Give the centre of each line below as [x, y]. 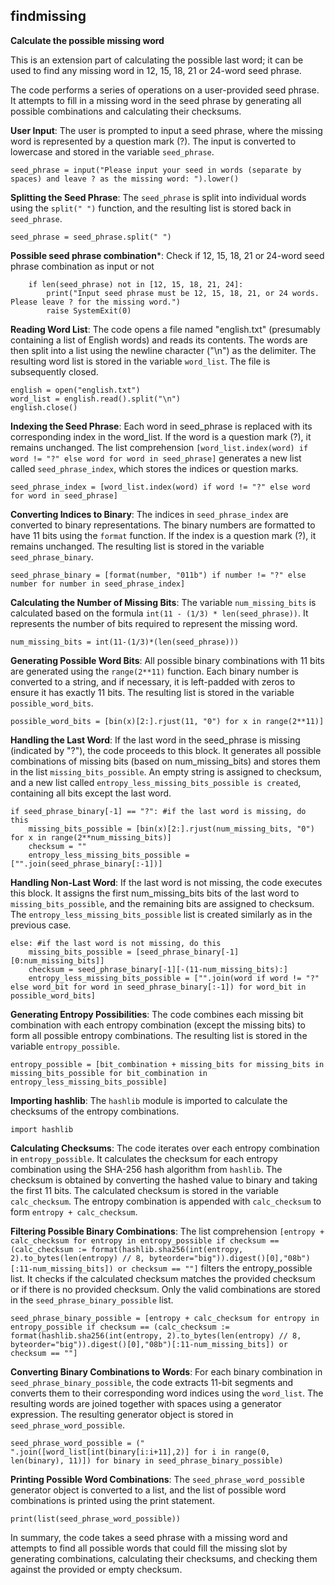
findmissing [48, 16]
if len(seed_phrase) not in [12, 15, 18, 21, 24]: [136, 284]
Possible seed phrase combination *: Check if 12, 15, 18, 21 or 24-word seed [167, 255]
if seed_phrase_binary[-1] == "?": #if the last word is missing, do [158, 811]
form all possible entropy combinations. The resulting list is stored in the [159, 1035]
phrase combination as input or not [82, 266]
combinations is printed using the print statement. [112, 1500]
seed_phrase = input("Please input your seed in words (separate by [156, 170]
